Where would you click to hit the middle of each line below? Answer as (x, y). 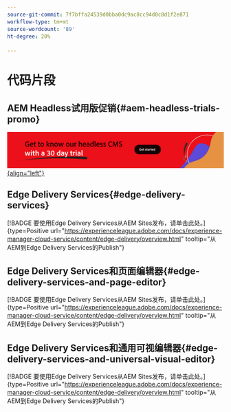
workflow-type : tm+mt (38, 22)
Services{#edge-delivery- (128, 195)
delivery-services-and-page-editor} (87, 282)
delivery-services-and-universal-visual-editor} (111, 359)
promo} (24, 119)
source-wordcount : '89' (41, 29)
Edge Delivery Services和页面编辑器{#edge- (103, 271)
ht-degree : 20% (29, 36)
